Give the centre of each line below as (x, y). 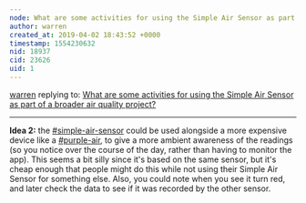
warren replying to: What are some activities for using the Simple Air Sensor (152, 94)
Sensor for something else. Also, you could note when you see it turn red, (148, 178)
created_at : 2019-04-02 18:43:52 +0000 (85, 35)
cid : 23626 (30, 60)
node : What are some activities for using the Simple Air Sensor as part (153, 18)
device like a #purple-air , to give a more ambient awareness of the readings (151, 140)
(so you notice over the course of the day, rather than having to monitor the (151, 149)
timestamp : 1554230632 (52, 43)
